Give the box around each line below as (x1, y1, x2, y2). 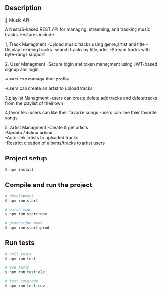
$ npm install (5, 167, 34, 172)
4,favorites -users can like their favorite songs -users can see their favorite (5, 109, 157, 115)
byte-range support (5, 52, 45, 57)
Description (5, 4, 42, 12)
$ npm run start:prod (5, 225, 50, 230)
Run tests (5, 239, 35, 247)
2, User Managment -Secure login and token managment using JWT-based (5, 61, 158, 67)
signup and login (5, 66, 39, 72)
